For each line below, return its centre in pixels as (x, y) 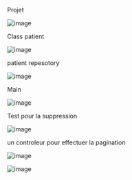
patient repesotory (33, 63)
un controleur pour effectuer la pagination (66, 142)
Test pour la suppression (42, 116)
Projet (15, 10)
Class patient (26, 36)
